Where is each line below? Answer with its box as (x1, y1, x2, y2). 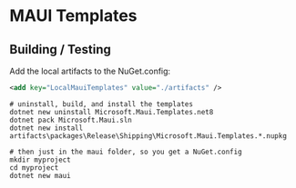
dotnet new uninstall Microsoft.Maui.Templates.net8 (9, 107, 214, 116)
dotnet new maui (9, 171, 71, 180)
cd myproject (9, 163, 59, 173)
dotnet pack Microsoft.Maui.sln (9, 115, 132, 124)
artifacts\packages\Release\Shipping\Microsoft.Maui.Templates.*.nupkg (9, 131, 287, 141)
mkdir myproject (9, 155, 71, 164)
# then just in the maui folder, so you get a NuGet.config (9, 147, 243, 156)
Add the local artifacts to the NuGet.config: (9, 65, 171, 76)
